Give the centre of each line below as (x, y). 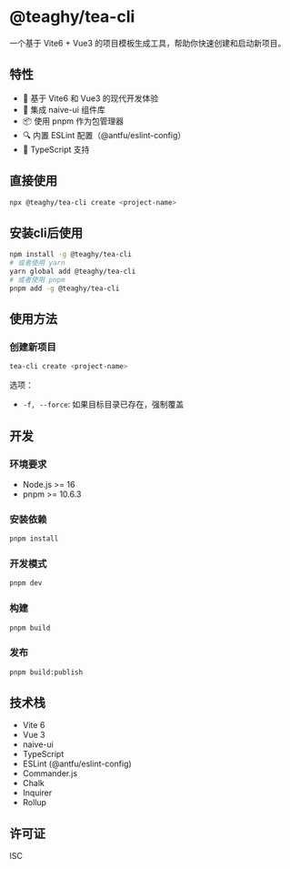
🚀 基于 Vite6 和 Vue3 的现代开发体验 (90, 98)
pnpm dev (26, 583)
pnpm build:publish (46, 672)
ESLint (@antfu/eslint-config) (77, 764)
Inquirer (37, 793)
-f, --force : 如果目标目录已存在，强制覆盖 (103, 404)
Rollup (35, 803)
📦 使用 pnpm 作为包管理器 (73, 121)
